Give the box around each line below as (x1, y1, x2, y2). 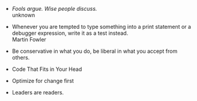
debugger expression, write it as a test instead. (11, 29, 129, 37)
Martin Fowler (11, 36, 47, 43)
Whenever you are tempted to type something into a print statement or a (11, 23, 191, 30)
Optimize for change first (11, 78, 74, 84)
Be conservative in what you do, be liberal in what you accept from (11, 47, 178, 55)
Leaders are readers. (11, 89, 64, 96)
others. (11, 54, 30, 61)
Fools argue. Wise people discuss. (11, 5, 97, 12)
